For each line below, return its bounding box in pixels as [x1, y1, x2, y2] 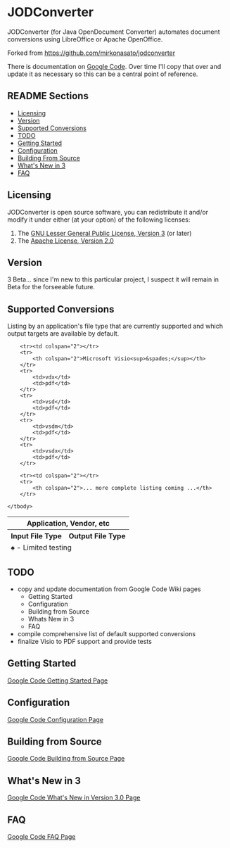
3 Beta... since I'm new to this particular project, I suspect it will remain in [7, 275, 219, 284]
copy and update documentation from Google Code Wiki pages [17, 585, 202, 593]
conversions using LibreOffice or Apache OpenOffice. [7, 34, 163, 43]
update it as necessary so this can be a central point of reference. [7, 70, 198, 78]
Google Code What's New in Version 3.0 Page [7, 793, 141, 802]
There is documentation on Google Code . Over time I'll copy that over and [7, 62, 222, 70]
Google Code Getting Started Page [7, 676, 108, 685]
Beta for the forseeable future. [7, 283, 95, 291]
